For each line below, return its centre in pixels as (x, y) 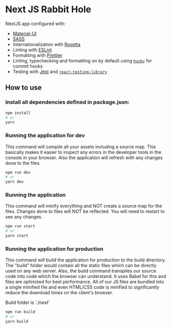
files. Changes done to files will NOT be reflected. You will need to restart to (85, 211)
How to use (23, 88)
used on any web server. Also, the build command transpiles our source (81, 271)
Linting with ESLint (32, 50)
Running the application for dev (45, 136)
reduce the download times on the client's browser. (59, 293)
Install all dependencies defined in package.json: (68, 102)
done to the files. (23, 163)
